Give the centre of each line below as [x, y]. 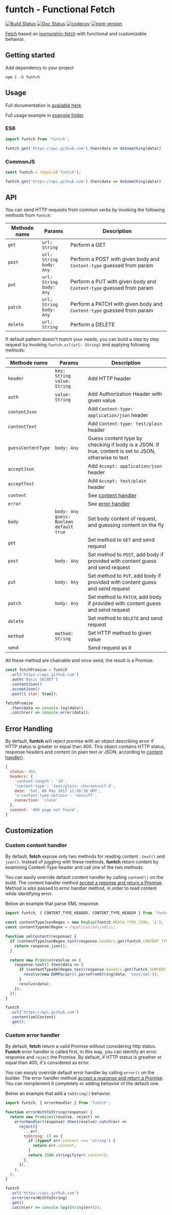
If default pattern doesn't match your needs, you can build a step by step [82, 339]
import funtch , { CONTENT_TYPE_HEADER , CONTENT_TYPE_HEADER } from [79, 913]
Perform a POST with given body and [115, 259]
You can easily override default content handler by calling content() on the [84, 877]
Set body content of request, [122, 519]
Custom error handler [33, 1035]
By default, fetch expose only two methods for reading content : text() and [85, 856]
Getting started [30, 55]
